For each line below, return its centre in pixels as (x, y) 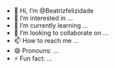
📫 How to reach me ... (46, 41)
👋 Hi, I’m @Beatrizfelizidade (54, 11)
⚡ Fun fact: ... (33, 58)
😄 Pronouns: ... (36, 51)
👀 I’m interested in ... (43, 18)
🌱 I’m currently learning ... (51, 25)
